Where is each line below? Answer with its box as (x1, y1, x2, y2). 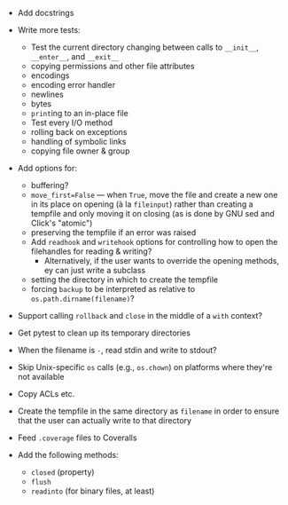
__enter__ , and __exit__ (30, 51, 120, 61)
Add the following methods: (17, 450, 119, 460)
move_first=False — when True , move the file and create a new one (30, 190, 278, 200)
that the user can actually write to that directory (17, 415, 192, 425)
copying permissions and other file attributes (30, 61, 195, 71)
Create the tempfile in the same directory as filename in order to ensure (17, 406, 280, 416)
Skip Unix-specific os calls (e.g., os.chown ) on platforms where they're (17, 362, 273, 372)
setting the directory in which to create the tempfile (30, 274, 219, 285)
